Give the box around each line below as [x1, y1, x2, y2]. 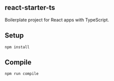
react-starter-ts [5, 3, 56, 12]
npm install [5, 44, 30, 49]
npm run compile [5, 71, 39, 76]
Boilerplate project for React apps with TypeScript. [5, 16, 109, 22]
